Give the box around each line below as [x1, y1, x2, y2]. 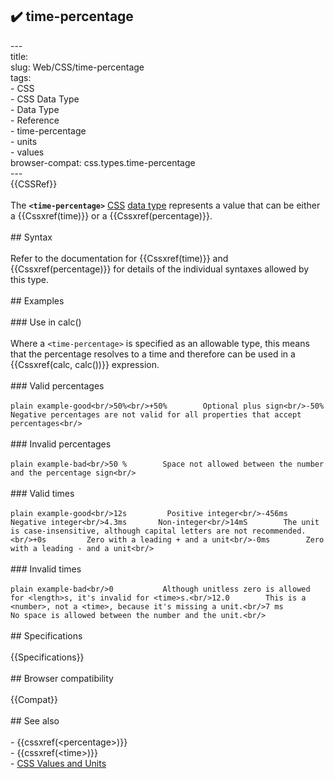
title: [10, 50, 29, 62]
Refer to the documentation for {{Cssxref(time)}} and [10, 252, 229, 264]
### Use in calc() [10, 316, 82, 328]
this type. [10, 273, 50, 285]
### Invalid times [10, 563, 82, 575]
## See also [10, 714, 60, 727]
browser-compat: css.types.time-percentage [10, 156, 196, 168]
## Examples [10, 294, 65, 307]
